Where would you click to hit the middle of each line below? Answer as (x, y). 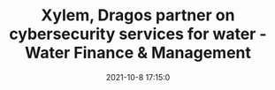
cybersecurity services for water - (138, 34)
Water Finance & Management (138, 53)
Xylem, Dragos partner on (138, 15)
